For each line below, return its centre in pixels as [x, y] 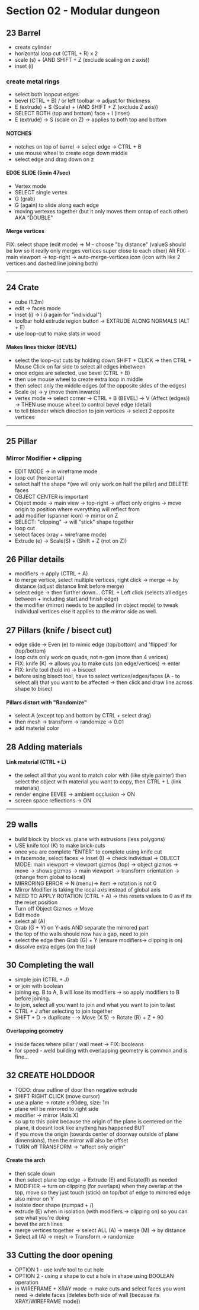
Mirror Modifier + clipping [44, 458]
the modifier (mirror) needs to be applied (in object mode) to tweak [97, 605]
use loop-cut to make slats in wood [57, 333]
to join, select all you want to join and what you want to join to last [95, 1004]
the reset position [36, 902]
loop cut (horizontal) [40, 477]
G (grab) [25, 199]
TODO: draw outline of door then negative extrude [76, 1089]
